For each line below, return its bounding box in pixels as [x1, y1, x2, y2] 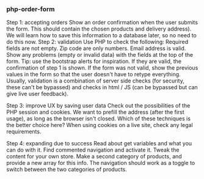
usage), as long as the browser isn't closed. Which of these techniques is [6, 115, 191, 122]
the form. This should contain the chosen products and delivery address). [6, 25, 192, 32]
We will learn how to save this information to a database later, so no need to [6, 32, 197, 39]
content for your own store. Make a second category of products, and [6, 153, 182, 160]
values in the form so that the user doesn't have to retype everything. [6, 71, 181, 78]
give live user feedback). [6, 90, 69, 98]
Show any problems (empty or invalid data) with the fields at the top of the [6, 51, 194, 59]
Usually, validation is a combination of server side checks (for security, [6, 77, 184, 84]
